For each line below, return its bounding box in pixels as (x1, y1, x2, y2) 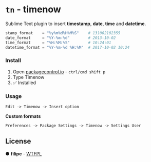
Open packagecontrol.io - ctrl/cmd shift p (12, 68, 106, 75)
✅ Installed (12, 79, 36, 86)
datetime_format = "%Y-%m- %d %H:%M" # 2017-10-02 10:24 (5, 45, 130, 50)
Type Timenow (12, 74, 45, 80)
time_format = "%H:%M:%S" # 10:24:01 (5, 40, 111, 45)
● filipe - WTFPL (5, 150, 42, 157)
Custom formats (5, 113, 41, 119)
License (5, 137, 31, 146)
